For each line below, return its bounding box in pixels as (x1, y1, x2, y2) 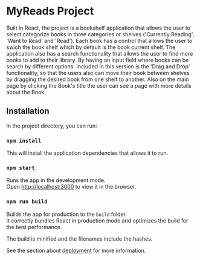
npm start (6, 164, 35, 171)
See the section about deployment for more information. (6, 247, 146, 254)
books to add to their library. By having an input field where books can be (6, 56, 189, 63)
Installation (6, 106, 50, 116)
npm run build (6, 198, 48, 205)
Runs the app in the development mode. (6, 177, 106, 184)
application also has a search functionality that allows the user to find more (6, 50, 193, 57)
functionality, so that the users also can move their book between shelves (6, 69, 190, 76)
